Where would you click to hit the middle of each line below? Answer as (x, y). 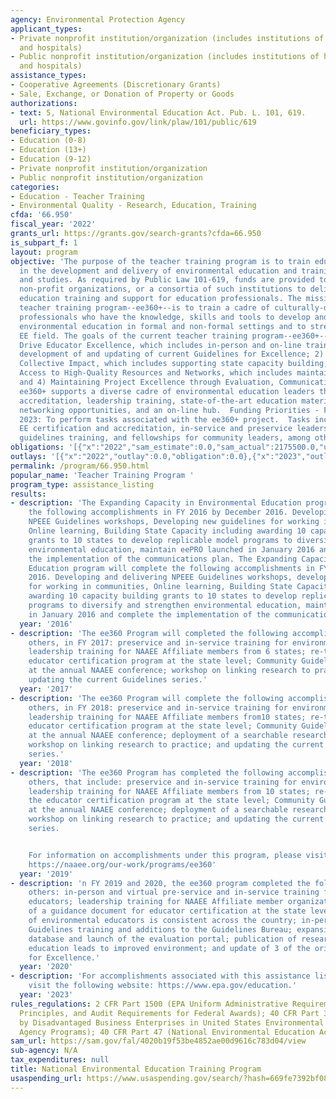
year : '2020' (46, 967)
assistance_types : (48, 76)
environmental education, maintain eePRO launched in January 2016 (171, 549)
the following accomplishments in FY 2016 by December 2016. (158, 512)
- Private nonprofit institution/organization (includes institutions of (167, 38)
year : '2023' (46, 995)
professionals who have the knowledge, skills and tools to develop (165, 317)
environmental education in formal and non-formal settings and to (163, 326)
